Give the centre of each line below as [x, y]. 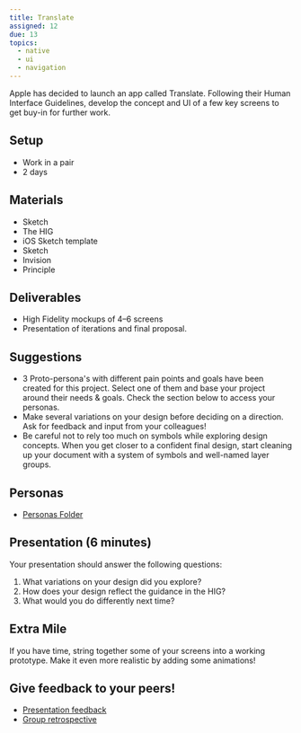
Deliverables [45, 297]
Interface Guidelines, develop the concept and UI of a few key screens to [145, 102]
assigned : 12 [34, 26]
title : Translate [42, 18]
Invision [37, 260]
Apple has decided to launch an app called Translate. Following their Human [150, 93]
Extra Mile [38, 629]
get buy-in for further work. [60, 112]
